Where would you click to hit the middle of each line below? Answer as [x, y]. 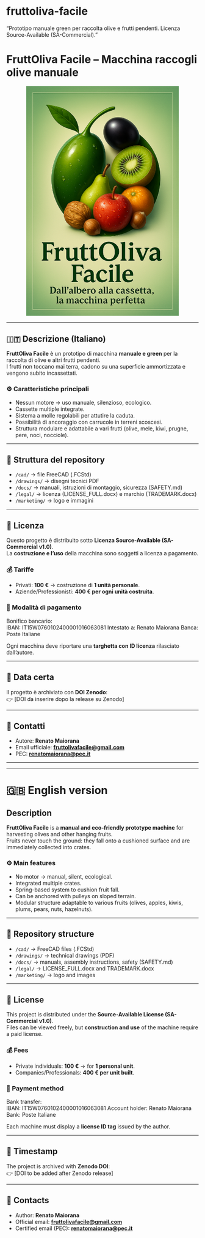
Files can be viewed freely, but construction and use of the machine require [102, 1027]
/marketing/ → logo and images [55, 975]
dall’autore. [20, 652]
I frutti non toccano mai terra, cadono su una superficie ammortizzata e [96, 367]
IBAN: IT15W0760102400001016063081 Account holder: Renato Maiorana [99, 1108]
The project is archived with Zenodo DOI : [58, 1166]
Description [29, 813]
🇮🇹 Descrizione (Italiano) [56, 339]
